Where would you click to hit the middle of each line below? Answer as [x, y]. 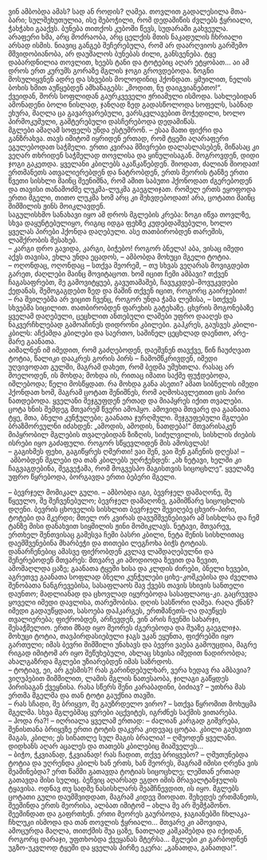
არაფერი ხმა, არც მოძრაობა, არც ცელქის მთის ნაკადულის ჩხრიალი [126, 37]
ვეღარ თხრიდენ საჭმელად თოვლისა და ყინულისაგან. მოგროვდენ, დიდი [134, 155]
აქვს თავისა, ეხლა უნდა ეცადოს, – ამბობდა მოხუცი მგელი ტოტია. [120, 257]
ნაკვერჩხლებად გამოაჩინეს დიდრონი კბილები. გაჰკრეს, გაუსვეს [120, 324]
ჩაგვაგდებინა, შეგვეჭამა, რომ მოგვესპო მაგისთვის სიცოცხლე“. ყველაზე [132, 468]
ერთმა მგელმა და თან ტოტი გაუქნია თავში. [82, 695]
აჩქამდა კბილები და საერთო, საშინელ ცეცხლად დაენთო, [133, 333]
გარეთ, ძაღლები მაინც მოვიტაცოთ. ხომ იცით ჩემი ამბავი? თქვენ [118, 274]
